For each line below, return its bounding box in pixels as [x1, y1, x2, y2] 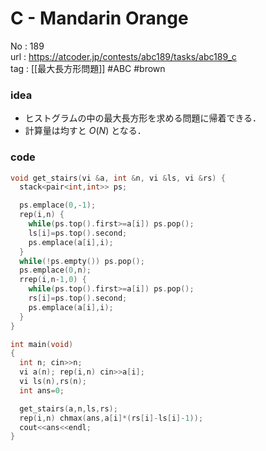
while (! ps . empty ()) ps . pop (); [19, 256, 145, 266]
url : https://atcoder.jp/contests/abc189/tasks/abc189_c [10, 50, 237, 62]
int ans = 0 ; [19, 385, 65, 396]
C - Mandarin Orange [10, 7, 189, 30]
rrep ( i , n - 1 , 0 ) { [19, 275, 87, 285]
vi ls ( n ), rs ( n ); [19, 377, 87, 387]
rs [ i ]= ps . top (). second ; [28, 293, 128, 304]
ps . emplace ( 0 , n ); [19, 265, 92, 276]
